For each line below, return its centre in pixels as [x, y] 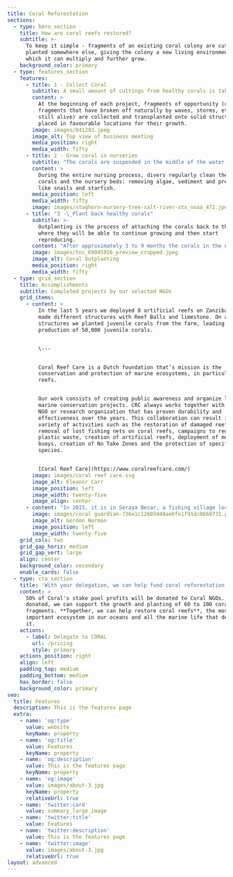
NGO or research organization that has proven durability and [130, 411]
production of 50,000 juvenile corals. [96, 330]
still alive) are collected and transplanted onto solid [122, 117]
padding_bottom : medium [54, 676]
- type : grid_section [45, 278]
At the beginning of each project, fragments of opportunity [128, 104]
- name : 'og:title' [48, 740]
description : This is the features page [72, 708]
